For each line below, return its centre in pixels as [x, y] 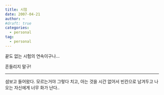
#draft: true [18, 23]
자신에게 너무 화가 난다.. [37, 87]
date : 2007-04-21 [23, 14]
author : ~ [15, 19]
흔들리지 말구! [18, 66]
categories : [17, 28]
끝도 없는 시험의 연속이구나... [32, 56]
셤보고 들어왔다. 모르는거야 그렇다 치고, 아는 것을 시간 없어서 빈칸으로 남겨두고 [79, 81]
